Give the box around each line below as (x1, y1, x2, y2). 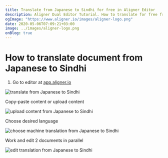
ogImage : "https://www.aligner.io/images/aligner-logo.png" (5, 16, 133, 21)
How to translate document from (5, 52, 143, 63)
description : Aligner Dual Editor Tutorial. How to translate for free (5, 12, 157, 17)
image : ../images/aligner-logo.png (5, 26, 79, 31)
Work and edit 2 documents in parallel (5, 137, 83, 143)
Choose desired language (5, 118, 58, 124)
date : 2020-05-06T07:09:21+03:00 (5, 21, 75, 26)
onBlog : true (5, 30, 32, 35)
